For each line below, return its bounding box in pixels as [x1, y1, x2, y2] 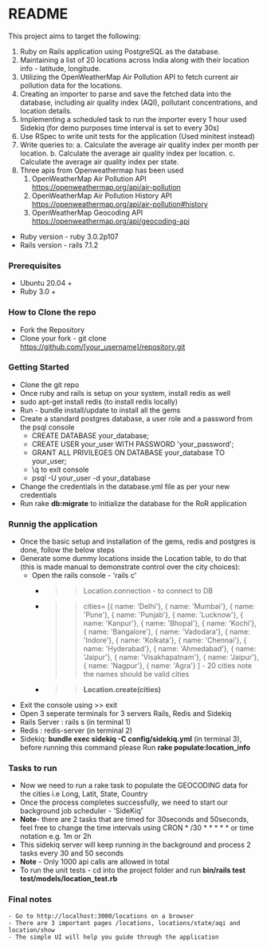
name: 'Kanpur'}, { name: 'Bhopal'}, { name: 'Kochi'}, [83, 619, 257, 628]
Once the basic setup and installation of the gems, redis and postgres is [19, 536, 257, 547]
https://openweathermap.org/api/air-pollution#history [31, 199, 209, 208]
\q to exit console [31, 465, 89, 474]
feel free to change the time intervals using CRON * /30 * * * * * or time [19, 823, 254, 832]
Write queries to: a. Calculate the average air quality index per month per [19, 140, 259, 149]
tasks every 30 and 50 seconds [19, 848, 124, 858]
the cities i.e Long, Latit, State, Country [19, 789, 148, 799]
